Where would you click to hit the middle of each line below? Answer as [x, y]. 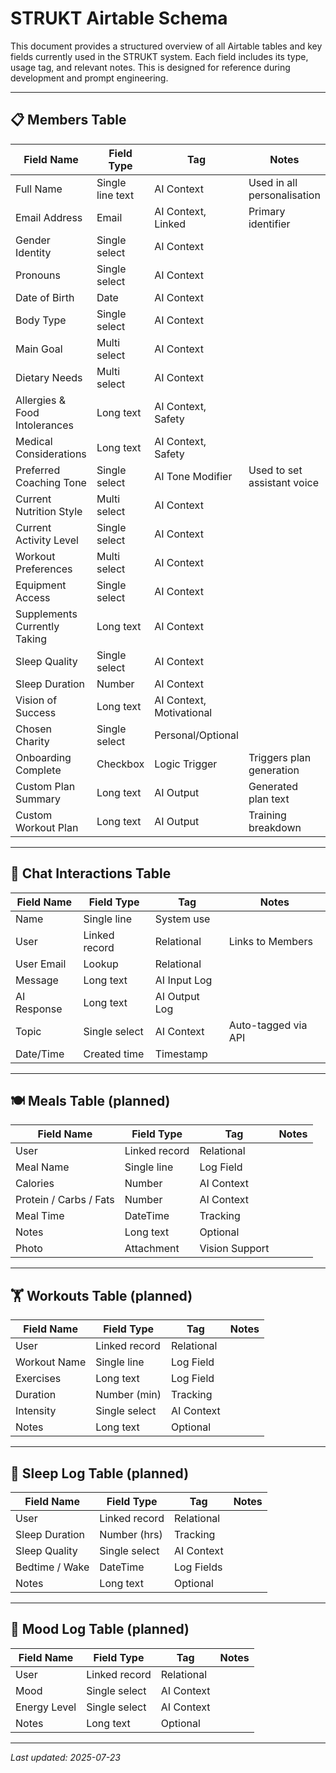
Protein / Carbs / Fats [65, 1200]
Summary [38, 799]
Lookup [101, 964]
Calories [35, 1184]
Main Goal [39, 349]
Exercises [38, 1379]
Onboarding [43, 757]
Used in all [273, 182]
